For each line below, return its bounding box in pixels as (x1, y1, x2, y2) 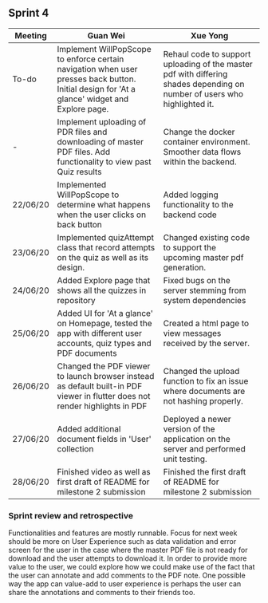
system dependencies (163, 294, 246, 305)
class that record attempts (57, 242, 156, 253)
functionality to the (163, 199, 234, 210)
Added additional (57, 423, 121, 434)
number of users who (163, 88, 244, 99)
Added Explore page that (57, 274, 151, 286)
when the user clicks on (57, 209, 146, 220)
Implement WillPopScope (57, 43, 152, 54)
